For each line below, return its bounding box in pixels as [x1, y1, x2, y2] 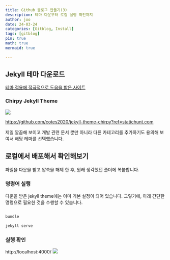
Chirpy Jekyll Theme [5, 97, 58, 105]
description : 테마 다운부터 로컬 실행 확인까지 [5, 12, 93, 17]
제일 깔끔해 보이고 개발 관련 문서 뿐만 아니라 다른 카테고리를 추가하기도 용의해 [5, 129, 159, 135]
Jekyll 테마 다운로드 [5, 70, 65, 79]
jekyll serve [5, 223, 33, 228]
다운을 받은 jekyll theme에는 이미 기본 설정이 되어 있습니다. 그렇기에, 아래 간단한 [5, 193, 165, 199]
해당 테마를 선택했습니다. [14, 136, 64, 142]
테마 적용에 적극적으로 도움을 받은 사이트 [5, 85, 86, 91]
